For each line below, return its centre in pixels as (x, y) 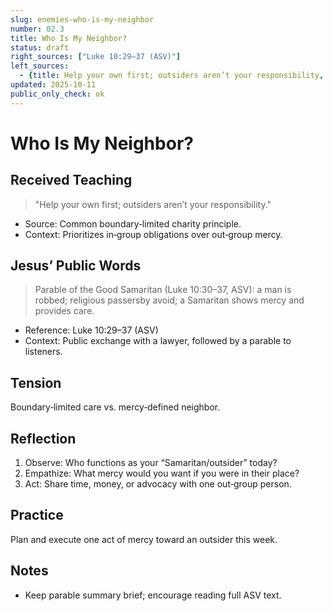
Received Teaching (71, 180)
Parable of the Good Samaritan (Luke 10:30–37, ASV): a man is (163, 290)
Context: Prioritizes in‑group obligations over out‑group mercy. (153, 234)
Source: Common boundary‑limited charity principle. (133, 223)
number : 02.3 (37, 29)
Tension (36, 382)
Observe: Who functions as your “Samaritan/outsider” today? (151, 463)
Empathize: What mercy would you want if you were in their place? (162, 473)
